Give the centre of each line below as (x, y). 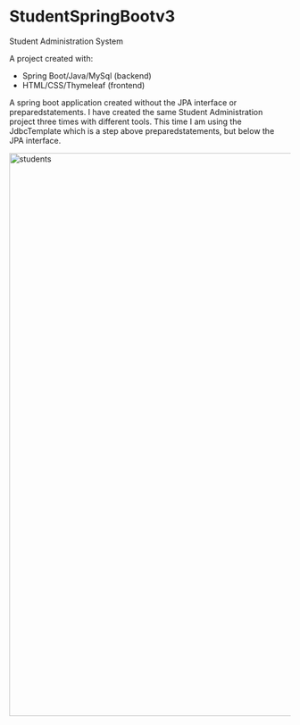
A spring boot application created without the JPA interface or (123, 102)
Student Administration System (66, 41)
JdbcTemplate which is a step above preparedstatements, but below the (142, 130)
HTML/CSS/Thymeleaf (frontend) (83, 85)
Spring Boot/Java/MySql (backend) (87, 75)
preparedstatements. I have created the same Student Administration (136, 112)
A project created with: (51, 58)
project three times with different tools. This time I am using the (126, 121)
